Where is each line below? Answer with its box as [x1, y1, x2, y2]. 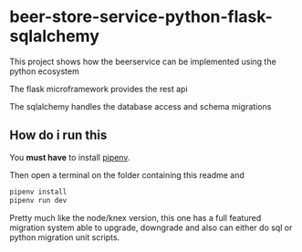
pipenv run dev [9, 195, 68, 205]
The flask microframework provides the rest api [9, 83, 189, 94]
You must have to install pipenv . [9, 152, 130, 163]
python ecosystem [9, 66, 79, 77]
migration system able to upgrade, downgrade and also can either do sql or [9, 222, 293, 233]
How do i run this [9, 128, 108, 143]
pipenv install [9, 187, 68, 196]
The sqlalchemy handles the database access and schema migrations [9, 100, 272, 111]
